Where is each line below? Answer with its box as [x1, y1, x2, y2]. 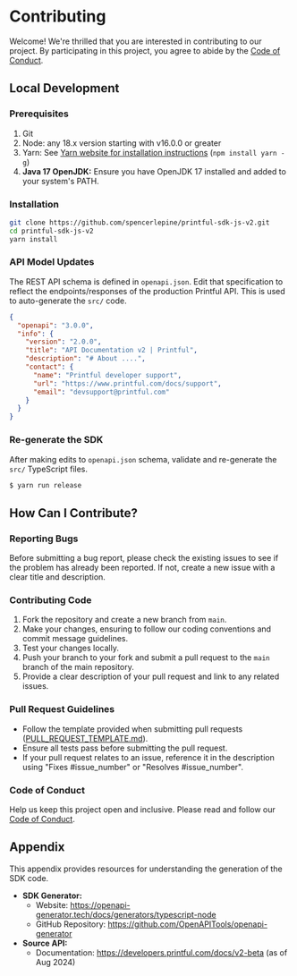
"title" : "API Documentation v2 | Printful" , [25, 346, 199, 355]
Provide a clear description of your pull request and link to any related [21, 671, 280, 682]
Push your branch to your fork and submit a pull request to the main [21, 652, 270, 663]
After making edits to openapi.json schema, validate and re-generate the [9, 454, 277, 464]
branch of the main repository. [21, 662, 134, 673]
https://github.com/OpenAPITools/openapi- [107, 919, 268, 929]
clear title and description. [9, 572, 106, 582]
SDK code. [9, 872, 49, 883]
